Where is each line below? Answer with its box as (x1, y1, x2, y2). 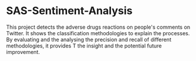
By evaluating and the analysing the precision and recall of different (6, 36, 172, 43)
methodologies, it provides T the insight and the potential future (6, 42, 162, 49)
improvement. (6, 48, 40, 55)
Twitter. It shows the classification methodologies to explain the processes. (6, 29, 190, 36)
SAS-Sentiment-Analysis (6, 4, 132, 18)
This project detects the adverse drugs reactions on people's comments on (6, 23, 191, 30)
